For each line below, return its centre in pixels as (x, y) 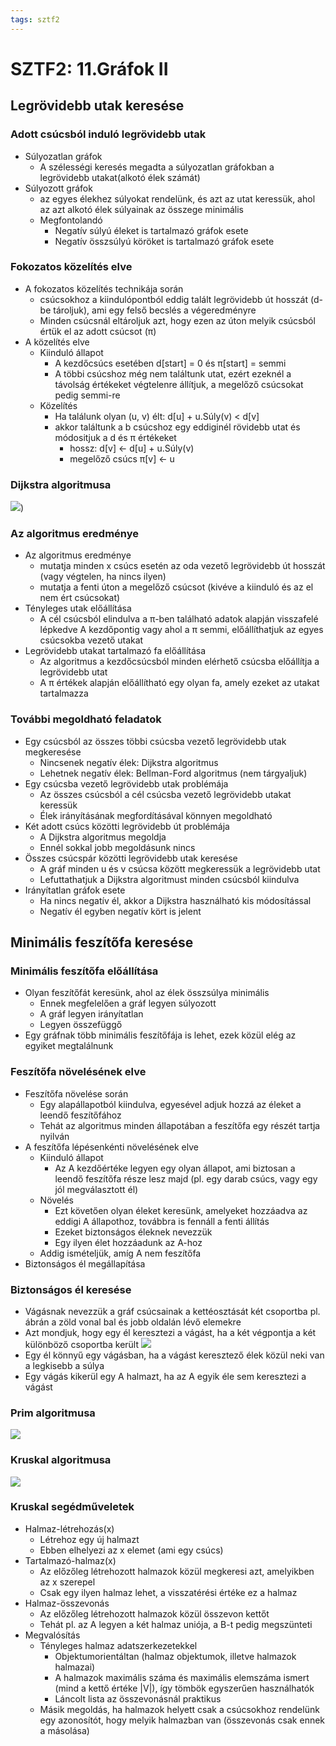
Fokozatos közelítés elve (71, 267)
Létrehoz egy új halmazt (89, 1539)
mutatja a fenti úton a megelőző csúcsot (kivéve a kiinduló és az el (176, 587)
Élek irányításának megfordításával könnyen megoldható (156, 815)
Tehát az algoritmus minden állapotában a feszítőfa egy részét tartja (180, 1125)
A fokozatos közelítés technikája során (104, 288)
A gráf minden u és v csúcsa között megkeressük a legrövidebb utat (180, 868)
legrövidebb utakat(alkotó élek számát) (120, 177)
